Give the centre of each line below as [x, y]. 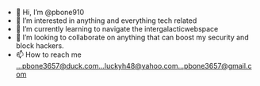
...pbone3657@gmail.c [215, 66]
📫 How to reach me [48, 54]
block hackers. [40, 46]
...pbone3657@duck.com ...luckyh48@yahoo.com [97, 66]
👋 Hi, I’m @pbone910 [50, 12]
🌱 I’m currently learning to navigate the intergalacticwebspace [117, 29]
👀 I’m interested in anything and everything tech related [106, 21]
